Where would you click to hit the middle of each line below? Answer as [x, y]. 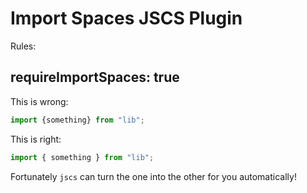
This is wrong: [39, 101]
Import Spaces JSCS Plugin [126, 18]
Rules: [23, 46]
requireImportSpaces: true [95, 77]
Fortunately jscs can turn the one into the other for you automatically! [153, 176]
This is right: [36, 139]
